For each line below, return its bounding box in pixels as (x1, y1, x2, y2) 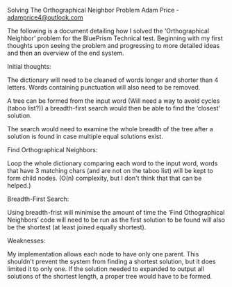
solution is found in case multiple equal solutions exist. (7, 132, 163, 140)
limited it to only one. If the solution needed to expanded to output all (7, 265, 205, 273)
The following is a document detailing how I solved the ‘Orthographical (7, 27, 210, 35)
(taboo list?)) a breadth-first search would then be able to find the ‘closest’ (7, 104, 220, 112)
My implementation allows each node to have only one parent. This (7, 250, 199, 258)
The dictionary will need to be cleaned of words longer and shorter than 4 (7, 76, 219, 84)
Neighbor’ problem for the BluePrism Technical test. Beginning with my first (7, 34, 224, 42)
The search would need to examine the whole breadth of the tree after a (7, 125, 213, 133)
